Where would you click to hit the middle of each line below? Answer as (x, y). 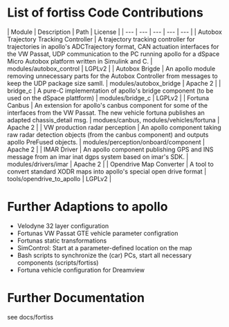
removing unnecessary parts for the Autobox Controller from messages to (112, 76)
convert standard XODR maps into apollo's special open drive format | (107, 171)
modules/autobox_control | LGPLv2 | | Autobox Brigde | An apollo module (111, 68)
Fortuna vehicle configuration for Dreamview (81, 270)
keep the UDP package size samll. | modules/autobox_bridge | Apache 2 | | (114, 83)
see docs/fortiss (30, 317)
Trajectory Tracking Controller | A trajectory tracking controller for (101, 39)
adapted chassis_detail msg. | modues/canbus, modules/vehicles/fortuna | (113, 120)
